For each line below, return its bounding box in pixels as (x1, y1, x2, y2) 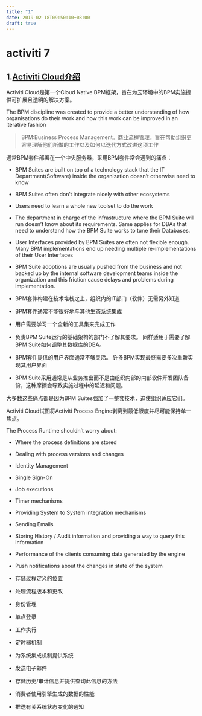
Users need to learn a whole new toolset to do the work (14, 202, 153, 210)
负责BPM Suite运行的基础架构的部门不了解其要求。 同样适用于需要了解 (14, 334, 191, 341)
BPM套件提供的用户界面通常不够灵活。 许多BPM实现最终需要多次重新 (14, 354, 188, 361)
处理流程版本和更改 (14, 587, 63, 595)
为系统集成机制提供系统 (14, 652, 74, 659)
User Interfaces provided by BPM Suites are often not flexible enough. (14, 239, 189, 246)
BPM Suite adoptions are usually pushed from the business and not (14, 263, 183, 271)
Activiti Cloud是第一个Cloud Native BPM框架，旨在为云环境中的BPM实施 (6, 89, 186, 96)
